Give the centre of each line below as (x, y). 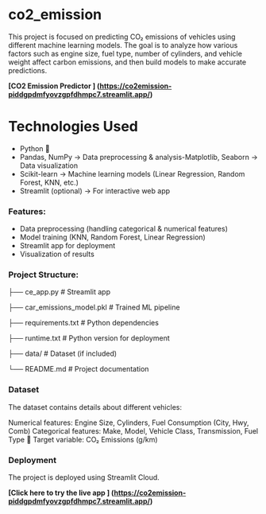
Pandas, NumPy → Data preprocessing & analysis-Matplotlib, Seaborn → (139, 157)
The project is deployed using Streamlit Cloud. (84, 477)
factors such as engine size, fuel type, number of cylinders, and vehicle (125, 53)
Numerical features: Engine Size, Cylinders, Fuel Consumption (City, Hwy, (129, 422)
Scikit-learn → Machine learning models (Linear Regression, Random (132, 173)
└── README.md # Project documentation (79, 369)
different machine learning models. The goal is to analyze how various (123, 45)
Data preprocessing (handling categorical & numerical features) (124, 229)
